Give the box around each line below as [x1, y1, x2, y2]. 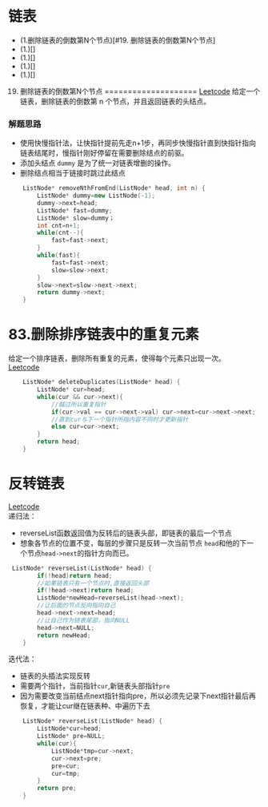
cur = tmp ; [50, 769, 81, 777]
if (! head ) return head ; [37, 571, 113, 579]
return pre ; [37, 785, 78, 793]
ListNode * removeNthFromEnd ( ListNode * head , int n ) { [22, 184, 206, 192]
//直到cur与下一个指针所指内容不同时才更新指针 [50, 415, 189, 423]
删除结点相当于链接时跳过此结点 [19, 168, 126, 178]
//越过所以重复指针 [50, 400, 106, 409]
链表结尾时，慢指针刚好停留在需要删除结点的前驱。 [19, 148, 189, 158]
